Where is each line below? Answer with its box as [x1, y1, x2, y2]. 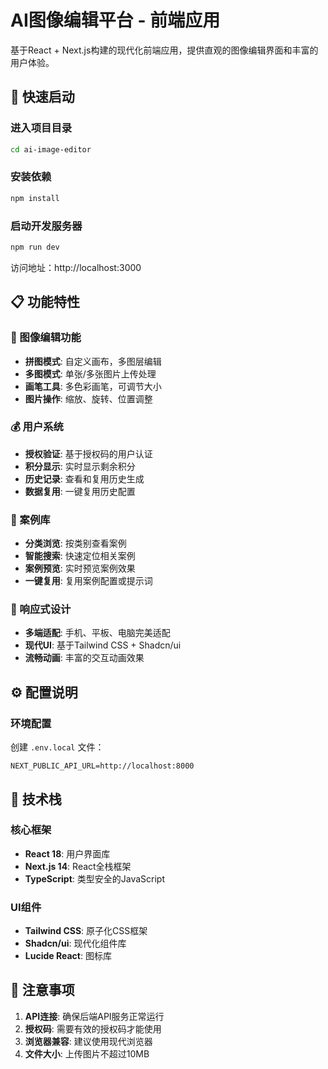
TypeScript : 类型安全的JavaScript [24, 872, 165, 885]
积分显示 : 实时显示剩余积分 [24, 460, 136, 472]
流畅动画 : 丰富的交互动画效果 [24, 652, 145, 664]
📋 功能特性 [10, 294, 81, 311]
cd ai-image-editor [10, 144, 92, 155]
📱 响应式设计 [10, 602, 72, 616]
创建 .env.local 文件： [10, 741, 105, 753]
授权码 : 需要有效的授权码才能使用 [24, 1022, 162, 1035]
